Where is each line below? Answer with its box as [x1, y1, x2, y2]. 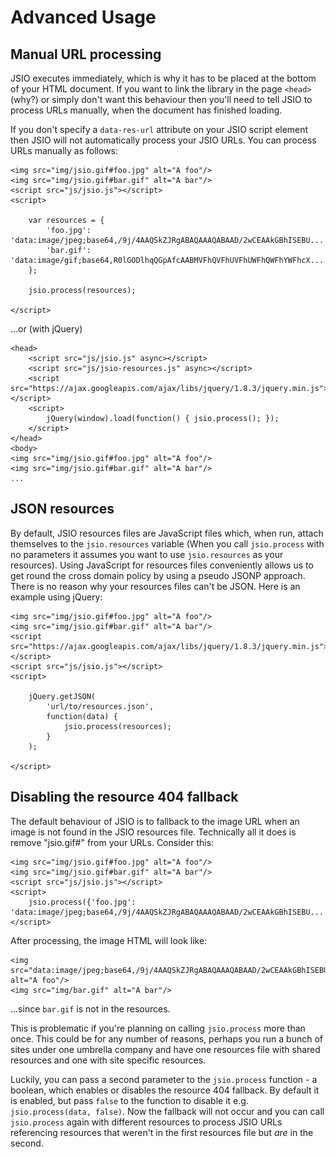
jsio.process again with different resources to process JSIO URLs [10, 1116, 283, 1128]
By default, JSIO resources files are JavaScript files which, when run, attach [10, 527, 324, 539]
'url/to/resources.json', [46, 701, 155, 711]
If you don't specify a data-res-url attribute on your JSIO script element [10, 124, 309, 135]
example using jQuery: [10, 591, 103, 603]
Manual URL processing [10, 46, 162, 63]
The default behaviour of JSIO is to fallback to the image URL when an [10, 815, 300, 827]
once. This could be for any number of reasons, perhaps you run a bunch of [10, 1032, 324, 1045]
